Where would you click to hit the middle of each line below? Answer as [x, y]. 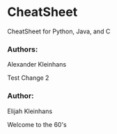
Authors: [23, 49]
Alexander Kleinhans [37, 65]
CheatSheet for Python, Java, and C [59, 31]
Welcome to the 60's [37, 124]
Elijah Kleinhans [30, 111]
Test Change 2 [28, 78]
